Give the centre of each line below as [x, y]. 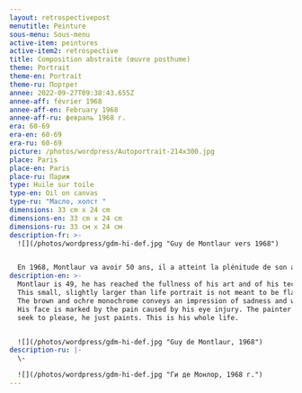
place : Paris [34, 160]
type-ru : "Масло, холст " [58, 202]
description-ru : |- [46, 350]
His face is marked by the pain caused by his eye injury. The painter [155, 309]
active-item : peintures [54, 43]
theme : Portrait [40, 68]
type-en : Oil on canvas [54, 193]
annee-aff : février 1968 [56, 101]
